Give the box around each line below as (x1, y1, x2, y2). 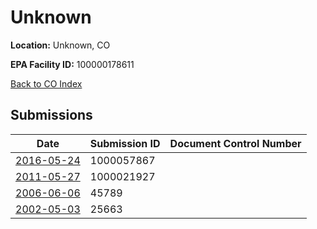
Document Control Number (169, 136, 302, 150)
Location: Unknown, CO (10, 39, 111, 51)
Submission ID (89, 136, 161, 150)
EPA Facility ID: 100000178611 (10, 58, 135, 70)
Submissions (10, 107, 93, 124)
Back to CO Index (10, 77, 83, 90)
